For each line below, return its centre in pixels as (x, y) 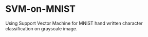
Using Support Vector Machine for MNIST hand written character (74, 23)
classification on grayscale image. (41, 28)
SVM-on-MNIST (41, 9)
